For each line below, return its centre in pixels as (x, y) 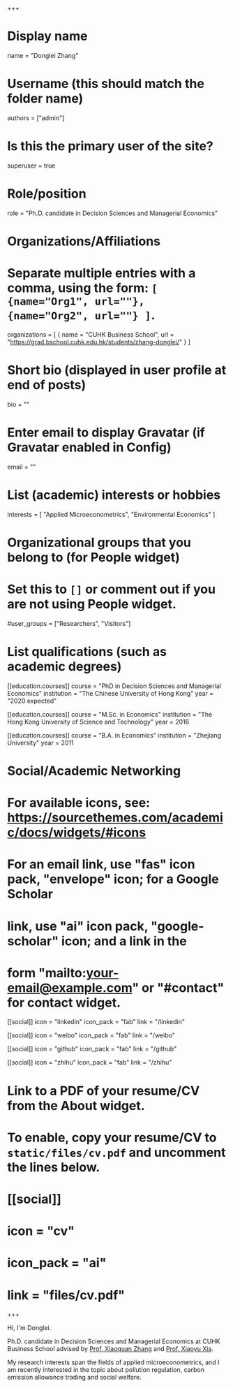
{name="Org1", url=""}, (76, 301)
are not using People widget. (92, 604)
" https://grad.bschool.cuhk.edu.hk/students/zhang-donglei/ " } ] (99, 342)
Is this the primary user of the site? (111, 146)
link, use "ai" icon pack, (78, 926)
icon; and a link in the (124, 941)
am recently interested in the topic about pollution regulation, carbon (106, 1370)
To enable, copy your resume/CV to (112, 1138)
